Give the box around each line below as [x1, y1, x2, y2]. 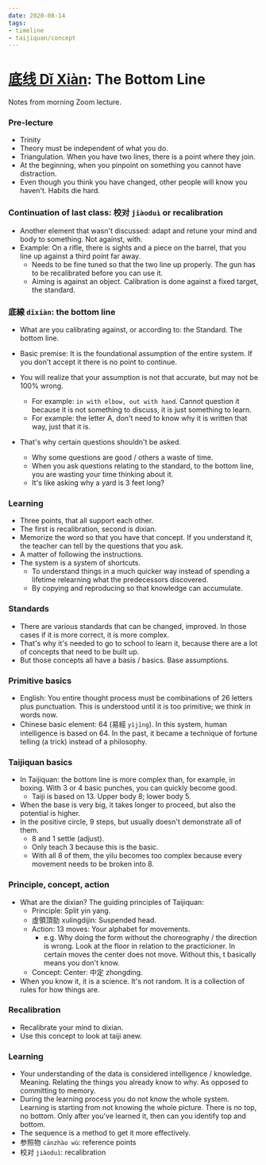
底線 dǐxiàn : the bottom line [8, 306, 116, 317]
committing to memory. [19, 1086, 97, 1096]
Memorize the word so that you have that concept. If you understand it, [19, 533, 253, 542]
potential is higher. [19, 809, 81, 818]
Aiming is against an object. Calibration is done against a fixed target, [31, 276, 259, 286]
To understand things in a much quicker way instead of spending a [31, 566, 250, 577]
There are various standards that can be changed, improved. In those [19, 621, 247, 631]
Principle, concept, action [8, 880, 110, 891]
